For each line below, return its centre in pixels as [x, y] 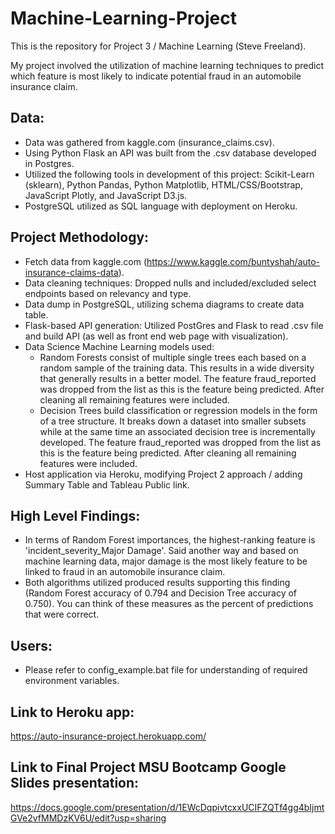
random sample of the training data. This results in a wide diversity [177, 368]
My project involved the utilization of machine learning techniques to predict [167, 65]
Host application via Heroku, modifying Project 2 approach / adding [163, 474]
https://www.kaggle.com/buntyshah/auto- [233, 261]
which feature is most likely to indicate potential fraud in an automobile [156, 76]
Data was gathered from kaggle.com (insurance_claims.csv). [149, 142]
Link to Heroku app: [72, 712]
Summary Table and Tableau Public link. [107, 484]
